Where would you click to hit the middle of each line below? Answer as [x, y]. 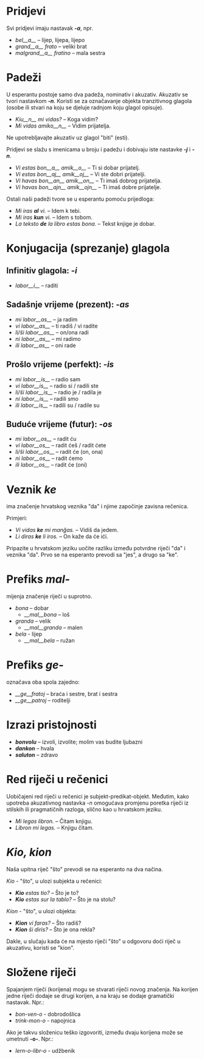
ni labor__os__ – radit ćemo [49, 458]
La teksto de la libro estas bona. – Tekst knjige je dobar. [85, 223]
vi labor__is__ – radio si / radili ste [57, 386]
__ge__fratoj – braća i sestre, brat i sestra [66, 694]
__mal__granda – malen [54, 628]
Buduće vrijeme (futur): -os [59, 424]
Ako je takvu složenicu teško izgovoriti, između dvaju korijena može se [95, 1032]
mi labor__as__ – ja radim [46, 319]
